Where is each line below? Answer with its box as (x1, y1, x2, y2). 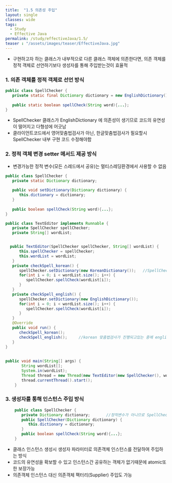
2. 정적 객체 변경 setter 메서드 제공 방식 (5, 150, 97, 158)
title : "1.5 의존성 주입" (5, 7, 58, 13)
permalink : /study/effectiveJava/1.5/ (5, 36, 88, 42)
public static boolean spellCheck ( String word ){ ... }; (12, 102, 130, 108)
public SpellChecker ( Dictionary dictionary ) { (21, 417, 123, 422)
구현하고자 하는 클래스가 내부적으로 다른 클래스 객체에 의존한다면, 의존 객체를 (12, 55, 166, 62)
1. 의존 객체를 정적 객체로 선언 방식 (5, 76, 84, 83)
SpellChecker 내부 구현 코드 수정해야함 (12, 137, 92, 143)
